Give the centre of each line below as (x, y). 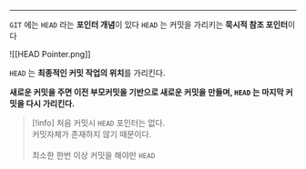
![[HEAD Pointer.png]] (50, 54)
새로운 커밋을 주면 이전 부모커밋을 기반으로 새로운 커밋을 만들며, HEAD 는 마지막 (147, 92)
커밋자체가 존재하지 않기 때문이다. (92, 134)
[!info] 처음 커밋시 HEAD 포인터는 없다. (98, 123)
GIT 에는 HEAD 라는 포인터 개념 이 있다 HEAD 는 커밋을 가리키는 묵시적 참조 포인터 (149, 25)
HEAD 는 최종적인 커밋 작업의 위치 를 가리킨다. (87, 73)
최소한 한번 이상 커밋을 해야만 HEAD (93, 155)
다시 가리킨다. (51, 104)
